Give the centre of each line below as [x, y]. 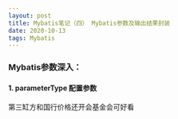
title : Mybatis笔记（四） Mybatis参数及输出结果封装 [89, 23]
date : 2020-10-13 [37, 30]
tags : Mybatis [32, 38]
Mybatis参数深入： [45, 67]
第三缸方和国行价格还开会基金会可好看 [71, 107]
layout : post [30, 16]
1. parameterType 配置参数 [53, 88]
